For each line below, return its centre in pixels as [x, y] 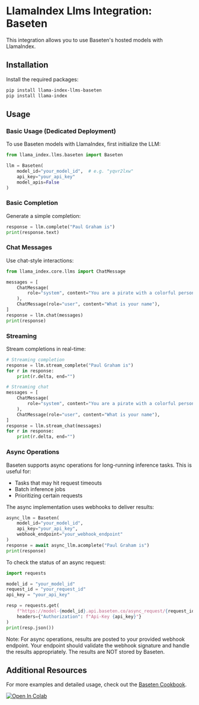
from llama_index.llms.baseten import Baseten [65, 155]
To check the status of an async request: [56, 562]
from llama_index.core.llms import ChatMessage [66, 271]
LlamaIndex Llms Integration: [79, 11]
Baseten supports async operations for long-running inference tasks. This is [99, 465]
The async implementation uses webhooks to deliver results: [80, 507]
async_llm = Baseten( [33, 518]
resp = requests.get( [33, 606]
